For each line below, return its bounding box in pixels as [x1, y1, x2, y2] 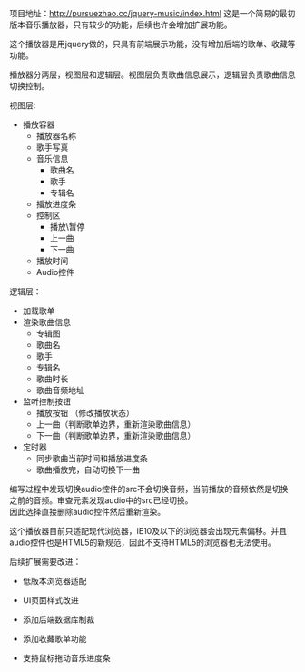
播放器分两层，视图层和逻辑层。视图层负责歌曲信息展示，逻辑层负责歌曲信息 [9, 69, 296, 80]
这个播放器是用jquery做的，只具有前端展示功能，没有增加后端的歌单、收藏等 [9, 39, 296, 49]
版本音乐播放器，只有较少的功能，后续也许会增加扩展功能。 [9, 19, 232, 30]
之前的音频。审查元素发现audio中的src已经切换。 [9, 495, 193, 506]
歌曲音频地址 [35, 385, 84, 395]
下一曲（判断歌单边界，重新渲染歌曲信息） [35, 430, 196, 440]
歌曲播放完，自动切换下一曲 [35, 464, 141, 475]
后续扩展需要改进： [9, 557, 82, 567]
